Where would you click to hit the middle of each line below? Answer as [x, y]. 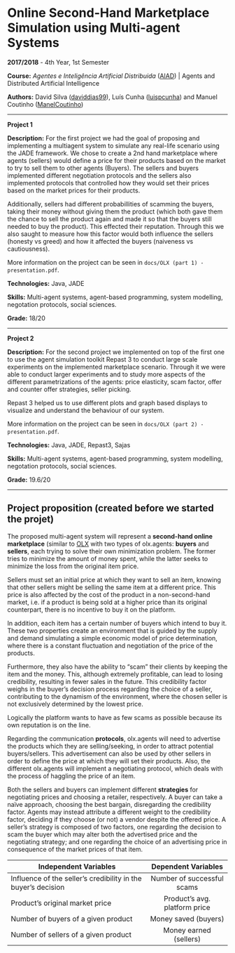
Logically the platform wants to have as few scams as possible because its [115, 717]
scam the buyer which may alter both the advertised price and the [102, 834]
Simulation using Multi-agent [94, 28]
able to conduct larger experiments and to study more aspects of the [106, 374]
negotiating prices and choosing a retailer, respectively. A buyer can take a [115, 797]
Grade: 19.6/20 [29, 480]
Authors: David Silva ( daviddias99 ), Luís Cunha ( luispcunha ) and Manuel [113, 97]
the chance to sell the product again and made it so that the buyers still [109, 218]
